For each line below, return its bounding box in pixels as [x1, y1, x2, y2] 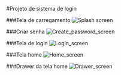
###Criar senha [6, 28, 45, 35]
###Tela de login [6, 40, 48, 46]
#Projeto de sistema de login [6, 5, 77, 12]
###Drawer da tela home [6, 62, 68, 70]
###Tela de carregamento [6, 17, 71, 23]
